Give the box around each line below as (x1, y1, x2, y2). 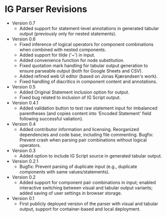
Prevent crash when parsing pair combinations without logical (19, 136, 147, 143)
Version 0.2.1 (11, 158, 38, 164)
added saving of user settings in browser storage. (19, 190, 122, 196)
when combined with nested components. (19, 46, 106, 52)
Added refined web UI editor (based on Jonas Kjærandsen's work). (19, 73, 158, 79)
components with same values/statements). (19, 168, 110, 174)
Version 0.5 (11, 83, 36, 89)
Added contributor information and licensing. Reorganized (19, 126, 139, 132)
